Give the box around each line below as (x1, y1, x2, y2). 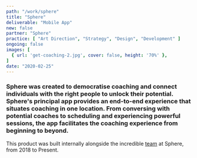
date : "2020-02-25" (6, 63, 54, 69)
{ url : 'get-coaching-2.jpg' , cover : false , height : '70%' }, (11, 52, 168, 58)
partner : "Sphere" (6, 31, 51, 36)
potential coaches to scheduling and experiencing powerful (6, 112, 181, 120)
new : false (6, 25, 33, 31)
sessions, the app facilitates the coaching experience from (6, 119, 178, 127)
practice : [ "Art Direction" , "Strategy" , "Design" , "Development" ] (6, 36, 181, 42)
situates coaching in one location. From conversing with (6, 105, 170, 113)
